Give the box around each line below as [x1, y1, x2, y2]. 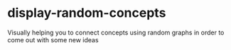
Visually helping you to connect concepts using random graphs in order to [7, 28, 225, 37]
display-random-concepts [7, 5, 166, 21]
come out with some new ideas [7, 35, 99, 44]
